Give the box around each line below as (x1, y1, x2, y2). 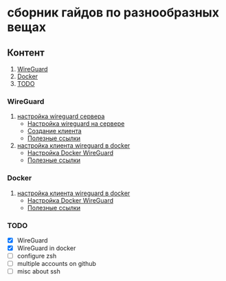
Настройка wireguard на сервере (27, 120, 125, 128)
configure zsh (16, 252, 57, 260)
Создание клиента (27, 127, 82, 135)
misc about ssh (16, 267, 60, 276)
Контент (7, 47, 45, 58)
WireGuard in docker (16, 244, 76, 252)
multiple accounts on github (16, 260, 96, 268)
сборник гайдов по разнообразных (7, 5, 220, 21)
